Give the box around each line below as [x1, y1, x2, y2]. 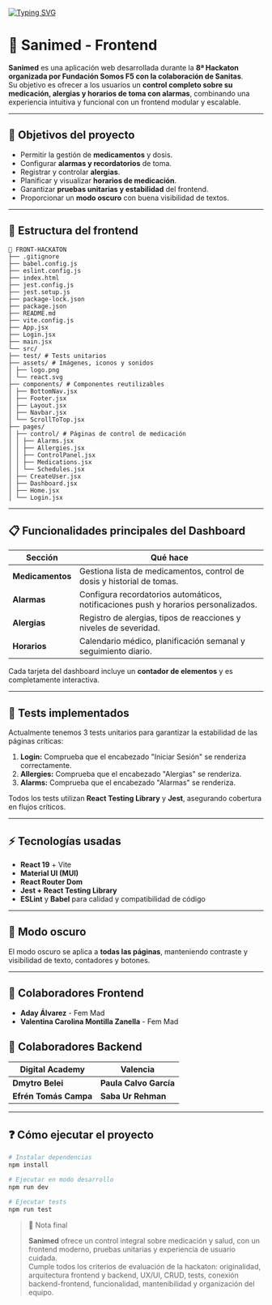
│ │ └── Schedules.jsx [8, 465, 85, 473]
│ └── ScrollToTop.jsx [8, 416, 85, 424]
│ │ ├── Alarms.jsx [8, 437, 74, 445]
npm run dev [8, 1183, 49, 1191]
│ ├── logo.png [8, 365, 60, 374]
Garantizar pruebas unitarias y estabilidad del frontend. [19, 184, 209, 194]
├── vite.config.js [8, 316, 74, 324]
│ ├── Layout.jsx [8, 401, 67, 409]
